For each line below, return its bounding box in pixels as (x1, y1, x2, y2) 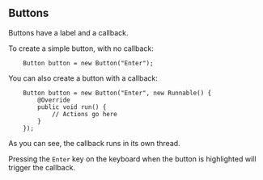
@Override (37, 96, 70, 104)
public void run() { (37, 103, 107, 111)
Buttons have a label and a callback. (8, 27, 129, 37)
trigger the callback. (8, 162, 75, 172)
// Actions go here (51, 110, 117, 118)
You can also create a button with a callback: (8, 73, 158, 83)
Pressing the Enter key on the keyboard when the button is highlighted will (8, 153, 257, 164)
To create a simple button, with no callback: (8, 44, 154, 53)
